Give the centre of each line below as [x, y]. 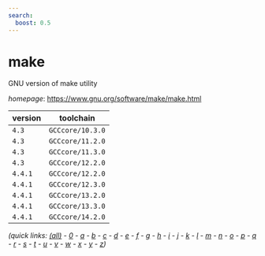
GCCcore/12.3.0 [77, 185]
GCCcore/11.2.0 [77, 141]
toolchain [77, 118]
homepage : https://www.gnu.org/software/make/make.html [105, 98]
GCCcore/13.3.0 [77, 206]
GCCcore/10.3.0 [77, 130]
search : [21, 15]
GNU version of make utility [53, 83]
